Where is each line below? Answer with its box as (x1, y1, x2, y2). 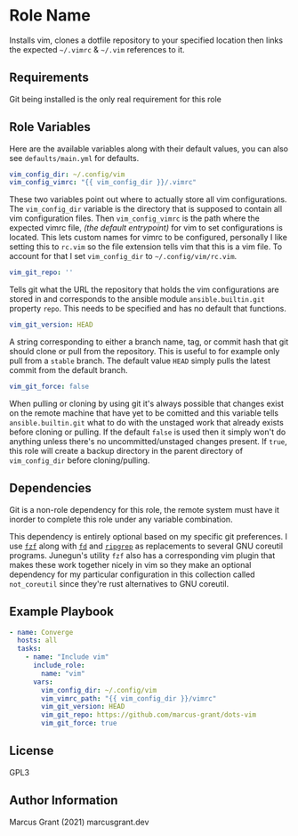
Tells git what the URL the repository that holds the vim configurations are (9, 284, 279, 295)
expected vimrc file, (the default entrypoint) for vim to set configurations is (9, 223, 283, 233)
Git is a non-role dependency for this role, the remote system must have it (9, 504, 280, 515)
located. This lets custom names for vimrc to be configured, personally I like (9, 232, 287, 243)
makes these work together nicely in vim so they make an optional (9, 559, 252, 570)
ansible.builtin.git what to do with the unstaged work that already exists (9, 417, 285, 427)
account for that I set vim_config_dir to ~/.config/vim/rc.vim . (9, 251, 238, 262)
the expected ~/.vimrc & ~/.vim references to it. (9, 44, 185, 54)
